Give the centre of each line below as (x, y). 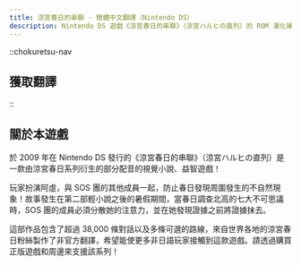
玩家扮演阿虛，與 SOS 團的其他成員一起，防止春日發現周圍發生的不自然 (141, 188)
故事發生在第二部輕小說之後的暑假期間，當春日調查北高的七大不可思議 (154, 199)
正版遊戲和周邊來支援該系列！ (64, 252)
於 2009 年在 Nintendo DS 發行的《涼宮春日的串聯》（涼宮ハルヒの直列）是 (147, 158)
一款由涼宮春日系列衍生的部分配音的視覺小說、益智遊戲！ (115, 169)
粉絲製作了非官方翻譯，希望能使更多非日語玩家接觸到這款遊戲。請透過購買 (154, 240)
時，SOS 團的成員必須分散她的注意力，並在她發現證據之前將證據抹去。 (140, 210)
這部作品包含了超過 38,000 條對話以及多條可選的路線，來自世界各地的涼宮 (146, 229)
